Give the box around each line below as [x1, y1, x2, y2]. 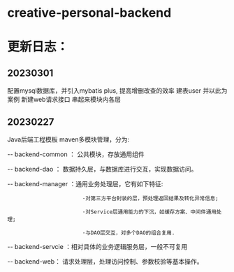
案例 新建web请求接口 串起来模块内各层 [7, 96, 121, 104]
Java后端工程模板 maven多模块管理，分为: [7, 135, 130, 144]
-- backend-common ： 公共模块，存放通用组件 [7, 150, 145, 158]
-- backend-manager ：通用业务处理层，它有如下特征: [7, 180, 163, 188]
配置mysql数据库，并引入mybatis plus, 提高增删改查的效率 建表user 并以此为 [7, 86, 228, 95]
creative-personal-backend [7, 5, 172, 21]
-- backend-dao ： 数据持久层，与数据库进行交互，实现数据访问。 [7, 165, 198, 173]
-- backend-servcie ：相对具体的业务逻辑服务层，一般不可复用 [7, 243, 188, 250]
